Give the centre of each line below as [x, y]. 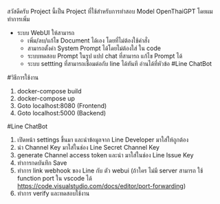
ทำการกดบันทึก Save [42, 163]
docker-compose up [46, 98]
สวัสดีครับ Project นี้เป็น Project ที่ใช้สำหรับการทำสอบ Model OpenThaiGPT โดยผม [110, 11]
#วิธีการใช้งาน [23, 77]
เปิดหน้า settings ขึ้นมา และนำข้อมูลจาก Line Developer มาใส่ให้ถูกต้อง [103, 139]
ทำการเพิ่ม [19, 19]
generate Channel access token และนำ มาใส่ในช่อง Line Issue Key [105, 155]
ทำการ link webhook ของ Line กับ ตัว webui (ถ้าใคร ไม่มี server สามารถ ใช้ [110, 170]
